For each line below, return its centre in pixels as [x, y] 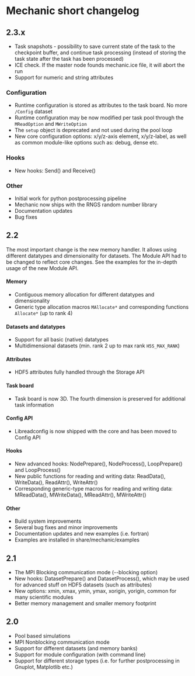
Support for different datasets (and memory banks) [76, 648]
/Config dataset [33, 112]
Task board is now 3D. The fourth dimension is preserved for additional [100, 398]
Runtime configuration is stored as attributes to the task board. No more [101, 105]
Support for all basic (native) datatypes [62, 340]
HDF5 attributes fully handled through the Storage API [79, 372]
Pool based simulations [43, 636]
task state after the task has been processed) [69, 59]
